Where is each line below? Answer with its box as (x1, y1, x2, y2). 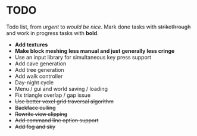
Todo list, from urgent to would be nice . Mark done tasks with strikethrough (6, 23, 191, 30)
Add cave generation (14, 60, 67, 67)
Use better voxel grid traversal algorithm (14, 97, 114, 105)
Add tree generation (14, 66, 64, 73)
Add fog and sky (14, 123, 55, 130)
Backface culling (14, 104, 56, 111)
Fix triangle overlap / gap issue (14, 91, 91, 99)
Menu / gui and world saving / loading (14, 85, 108, 92)
